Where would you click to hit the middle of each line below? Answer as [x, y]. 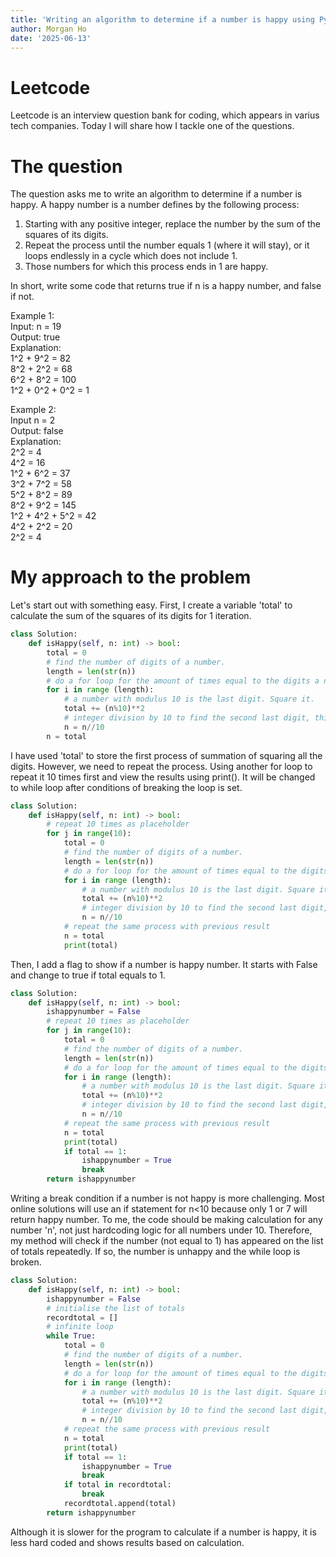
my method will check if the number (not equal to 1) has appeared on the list [167, 1241]
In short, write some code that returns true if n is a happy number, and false [166, 286]
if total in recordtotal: [117, 1485]
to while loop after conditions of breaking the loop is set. [126, 787]
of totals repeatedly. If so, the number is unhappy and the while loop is [155, 1252]
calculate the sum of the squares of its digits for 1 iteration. [131, 616]
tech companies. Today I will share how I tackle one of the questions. [152, 126]
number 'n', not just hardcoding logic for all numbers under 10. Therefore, [161, 1230]
